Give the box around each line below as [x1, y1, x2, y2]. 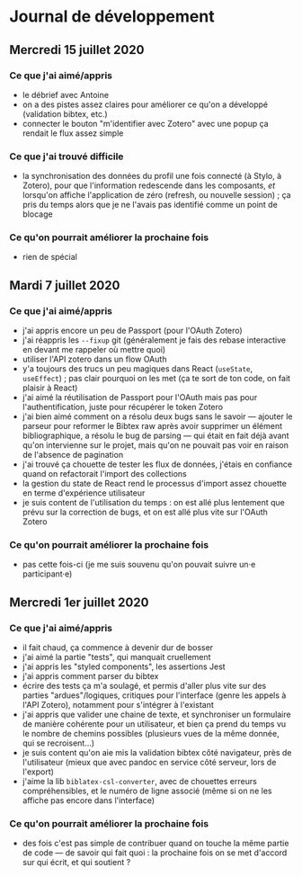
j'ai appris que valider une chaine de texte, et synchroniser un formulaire [22, 709, 291, 720]
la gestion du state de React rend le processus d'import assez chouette [22, 478, 288, 489]
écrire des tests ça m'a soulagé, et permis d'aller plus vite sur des [22, 681, 267, 692]
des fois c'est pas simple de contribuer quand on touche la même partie [22, 838, 289, 849]
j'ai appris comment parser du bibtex [22, 671, 159, 682]
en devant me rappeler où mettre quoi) [22, 344, 166, 355]
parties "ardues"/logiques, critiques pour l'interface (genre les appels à [22, 690, 287, 701]
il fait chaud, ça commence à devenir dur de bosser [22, 642, 214, 653]
